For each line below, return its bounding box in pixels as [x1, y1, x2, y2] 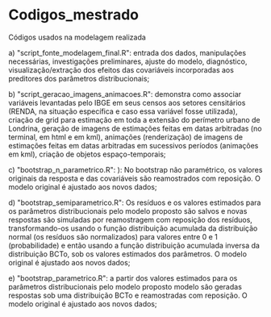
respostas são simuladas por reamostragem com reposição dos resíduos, [8, 215, 252, 224]
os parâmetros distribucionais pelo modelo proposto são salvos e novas [8, 206, 248, 215]
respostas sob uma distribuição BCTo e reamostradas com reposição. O [8, 290, 248, 300]
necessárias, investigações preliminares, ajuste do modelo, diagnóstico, [8, 56, 248, 66]
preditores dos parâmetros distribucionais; [8, 73, 150, 83]
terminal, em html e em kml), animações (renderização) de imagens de [8, 131, 244, 142]
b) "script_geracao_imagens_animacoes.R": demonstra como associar [8, 89, 242, 98]
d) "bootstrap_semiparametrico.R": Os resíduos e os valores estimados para [8, 198, 261, 207]
